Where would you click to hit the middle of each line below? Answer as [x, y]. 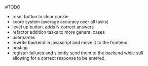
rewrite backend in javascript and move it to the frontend [70, 43]
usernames [24, 37]
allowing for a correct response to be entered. [59, 58]
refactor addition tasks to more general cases [58, 32]
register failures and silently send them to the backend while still [77, 53]
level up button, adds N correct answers [53, 27]
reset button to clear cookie [40, 16]
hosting [20, 48]
